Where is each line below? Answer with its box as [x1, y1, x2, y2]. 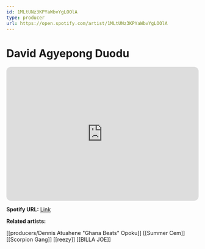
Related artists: [6, 217, 46, 225]
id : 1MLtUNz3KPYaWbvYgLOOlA [6, 9, 78, 15]
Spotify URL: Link [6, 206, 51, 213]
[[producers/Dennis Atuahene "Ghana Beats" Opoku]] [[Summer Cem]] [6, 230, 185, 237]
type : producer [6, 15, 45, 21]
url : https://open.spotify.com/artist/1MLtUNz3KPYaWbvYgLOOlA [6, 20, 168, 26]
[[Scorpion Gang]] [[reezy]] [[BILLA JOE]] [6, 236, 111, 244]
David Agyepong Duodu [6, 46, 130, 60]
